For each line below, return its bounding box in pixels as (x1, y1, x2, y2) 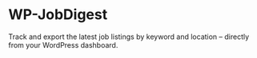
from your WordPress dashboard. (8, 40, 118, 49)
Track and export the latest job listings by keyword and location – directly (8, 32, 250, 41)
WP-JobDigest (8, 6, 108, 24)
